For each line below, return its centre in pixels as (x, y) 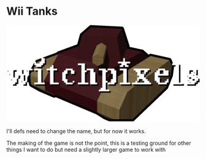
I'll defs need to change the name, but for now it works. (76, 131)
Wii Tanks (32, 11)
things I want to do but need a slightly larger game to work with (86, 149)
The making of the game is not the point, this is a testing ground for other (99, 143)
